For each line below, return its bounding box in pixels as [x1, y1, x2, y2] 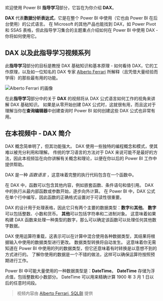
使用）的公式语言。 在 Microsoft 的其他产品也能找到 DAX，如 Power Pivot [9, 21, 156, 27]
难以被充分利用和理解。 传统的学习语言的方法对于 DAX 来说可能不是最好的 [5, 149, 154, 155]
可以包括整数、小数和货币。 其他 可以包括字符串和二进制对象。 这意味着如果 [5, 211, 156, 216]
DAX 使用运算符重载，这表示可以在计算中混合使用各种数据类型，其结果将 [5, 233, 151, 239]
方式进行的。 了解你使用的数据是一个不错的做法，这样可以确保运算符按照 [5, 251, 151, 257]
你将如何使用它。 [5, 34, 39, 39]
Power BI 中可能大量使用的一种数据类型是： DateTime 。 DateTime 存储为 [5, 267, 151, 274]
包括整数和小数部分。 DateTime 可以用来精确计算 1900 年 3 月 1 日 [17, 274, 150, 280]
